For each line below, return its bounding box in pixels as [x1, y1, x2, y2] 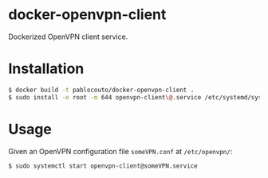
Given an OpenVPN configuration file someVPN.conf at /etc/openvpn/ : [8, 146, 233, 156]
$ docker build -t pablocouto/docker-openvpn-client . [8, 86, 195, 94]
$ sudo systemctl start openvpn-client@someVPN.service [8, 161, 198, 170]
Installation [8, 60, 85, 78]
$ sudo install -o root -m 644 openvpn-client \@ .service [8, 93, 202, 101]
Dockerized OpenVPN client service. [8, 32, 128, 41]
